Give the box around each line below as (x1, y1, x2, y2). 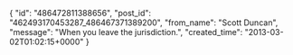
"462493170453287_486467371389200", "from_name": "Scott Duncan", (9, 17, 279, 28)
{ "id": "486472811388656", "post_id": (9, 8, 152, 18)
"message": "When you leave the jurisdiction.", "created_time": (9, 27, 243, 37)
